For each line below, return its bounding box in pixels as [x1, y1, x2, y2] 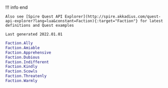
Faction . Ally [5, 40, 33, 46]
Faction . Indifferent [5, 59, 50, 65]
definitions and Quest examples [5, 23, 74, 28]
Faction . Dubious [5, 55, 40, 60]
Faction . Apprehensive [5, 50, 52, 55]
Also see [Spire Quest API [5, 14, 63, 19]
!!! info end [5, 5, 28, 10]
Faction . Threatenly [5, 73, 47, 79]
